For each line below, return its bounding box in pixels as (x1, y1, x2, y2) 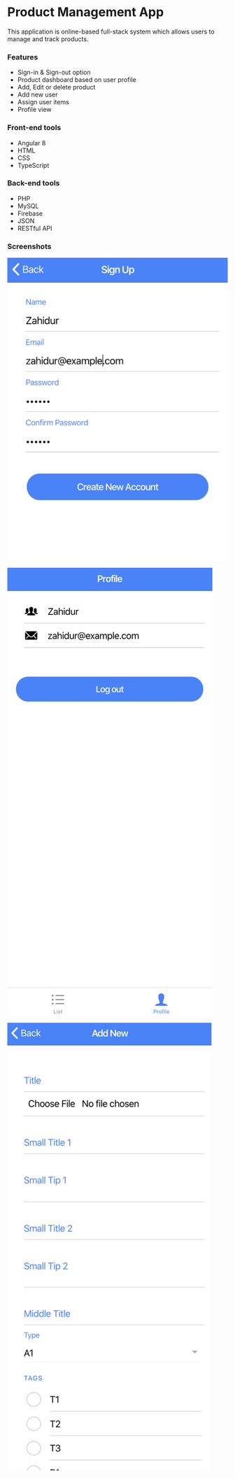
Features (7, 52, 38, 62)
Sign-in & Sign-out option (17, 68, 91, 77)
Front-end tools (7, 123, 62, 133)
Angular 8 (17, 138, 46, 147)
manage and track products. (7, 34, 89, 43)
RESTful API (17, 224, 52, 232)
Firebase (17, 209, 43, 218)
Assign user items (17, 98, 70, 106)
